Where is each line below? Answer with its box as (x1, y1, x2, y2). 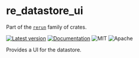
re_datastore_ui (6, 4, 83, 18)
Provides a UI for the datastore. (6, 46, 82, 53)
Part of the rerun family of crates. (6, 23, 87, 30)
